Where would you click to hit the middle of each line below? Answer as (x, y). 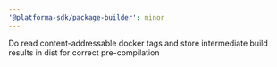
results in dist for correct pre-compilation (84, 52)
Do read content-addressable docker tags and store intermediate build (138, 43)
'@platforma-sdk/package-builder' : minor (87, 17)
